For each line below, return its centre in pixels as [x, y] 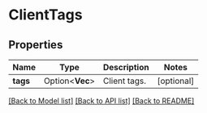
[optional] [176, 81]
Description [126, 67]
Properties [36, 45]
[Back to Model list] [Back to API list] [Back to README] [101, 101]
